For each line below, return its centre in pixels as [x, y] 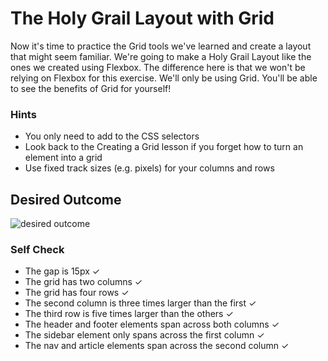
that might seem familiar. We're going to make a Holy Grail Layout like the [161, 56]
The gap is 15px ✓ [62, 271]
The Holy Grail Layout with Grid [142, 18]
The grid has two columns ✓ [83, 282]
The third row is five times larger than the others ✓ [129, 314]
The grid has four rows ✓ [77, 293]
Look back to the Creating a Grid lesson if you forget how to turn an [164, 147]
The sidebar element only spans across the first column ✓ [144, 335]
